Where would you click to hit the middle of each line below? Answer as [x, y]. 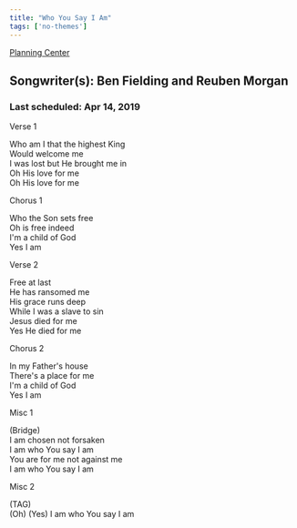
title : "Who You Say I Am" [61, 18]
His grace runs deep [48, 302]
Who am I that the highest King [67, 144]
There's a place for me [52, 376]
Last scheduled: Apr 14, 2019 [75, 107]
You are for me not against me [66, 460]
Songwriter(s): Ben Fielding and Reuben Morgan [149, 81]
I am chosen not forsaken [57, 440]
